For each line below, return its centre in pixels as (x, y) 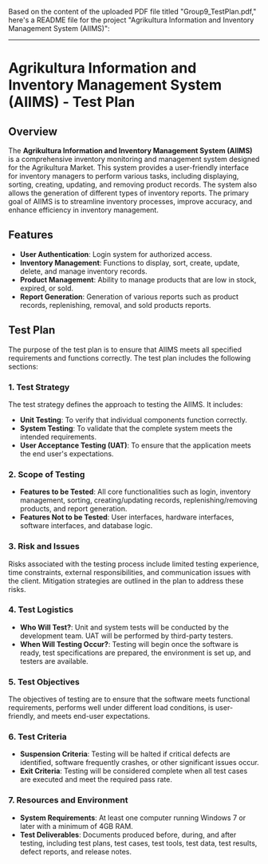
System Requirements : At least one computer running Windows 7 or (132, 818)
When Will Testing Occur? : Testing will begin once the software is (129, 644)
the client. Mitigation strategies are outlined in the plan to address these (126, 581)
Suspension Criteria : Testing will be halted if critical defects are (125, 754)
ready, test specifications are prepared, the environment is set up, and (135, 653)
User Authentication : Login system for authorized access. (116, 254)
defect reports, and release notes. (76, 851)
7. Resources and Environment (68, 800)
